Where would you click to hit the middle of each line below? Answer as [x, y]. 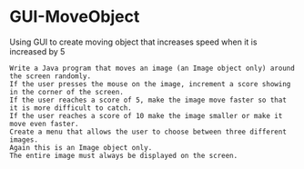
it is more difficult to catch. [71, 108]
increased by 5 [37, 51]
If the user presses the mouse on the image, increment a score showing [150, 84]
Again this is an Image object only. [81, 147]
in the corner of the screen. [67, 92]
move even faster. [44, 124]
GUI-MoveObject [75, 17]
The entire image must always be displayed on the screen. [124, 155]
